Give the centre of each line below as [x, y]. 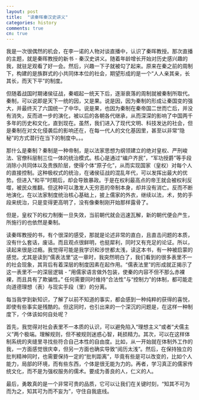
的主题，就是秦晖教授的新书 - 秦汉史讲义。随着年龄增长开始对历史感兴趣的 [97, 59]
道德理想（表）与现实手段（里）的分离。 [60, 287]
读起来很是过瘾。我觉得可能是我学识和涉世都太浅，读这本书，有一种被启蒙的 [99, 250]
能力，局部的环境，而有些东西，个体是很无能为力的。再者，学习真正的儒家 [97, 364]
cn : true [17, 34]
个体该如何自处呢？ [45, 314]
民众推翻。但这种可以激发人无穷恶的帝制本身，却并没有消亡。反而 [102, 188]
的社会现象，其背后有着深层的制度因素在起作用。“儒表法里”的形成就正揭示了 [99, 265]
